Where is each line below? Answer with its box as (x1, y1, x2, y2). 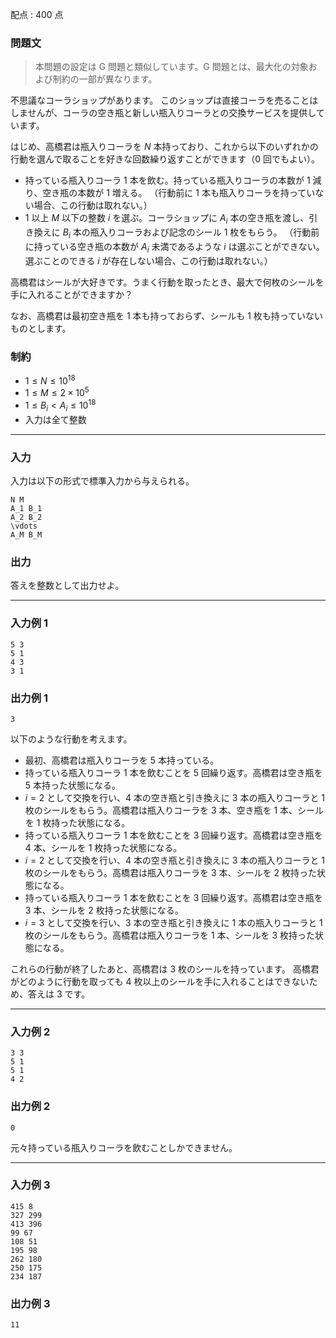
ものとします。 (10, 322, 72, 334)
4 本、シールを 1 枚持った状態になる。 (24, 841, 183, 853)
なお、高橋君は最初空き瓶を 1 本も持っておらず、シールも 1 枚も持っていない (10, 309, 324, 322)
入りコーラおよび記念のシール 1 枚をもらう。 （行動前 (98, 226, 320, 238)
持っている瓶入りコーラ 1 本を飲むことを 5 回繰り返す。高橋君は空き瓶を (24, 766, 323, 778)
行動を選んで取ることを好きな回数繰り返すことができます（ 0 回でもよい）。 (10, 153, 321, 165)
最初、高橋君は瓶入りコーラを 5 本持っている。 (24, 754, 220, 766)
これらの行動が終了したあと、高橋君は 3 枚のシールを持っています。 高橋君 (10, 963, 320, 975)
